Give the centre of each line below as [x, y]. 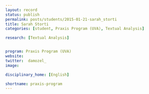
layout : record [21, 10]
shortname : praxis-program [34, 84]
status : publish [22, 15]
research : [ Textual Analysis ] [37, 38]
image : [12, 65]
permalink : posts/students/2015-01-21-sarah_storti [61, 19]
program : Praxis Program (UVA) [38, 52]
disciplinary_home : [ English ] [37, 75]
